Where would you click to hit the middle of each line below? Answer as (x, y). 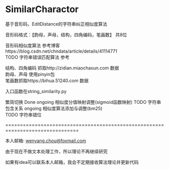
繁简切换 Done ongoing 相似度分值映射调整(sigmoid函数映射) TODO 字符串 (83, 102)
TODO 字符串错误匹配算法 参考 (38, 57)
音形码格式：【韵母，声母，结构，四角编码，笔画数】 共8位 (66, 34)
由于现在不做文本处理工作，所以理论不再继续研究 (56, 151)
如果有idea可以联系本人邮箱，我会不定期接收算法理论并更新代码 (72, 162)
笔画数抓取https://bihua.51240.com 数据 (47, 80)
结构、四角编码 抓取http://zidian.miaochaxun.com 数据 (62, 68)
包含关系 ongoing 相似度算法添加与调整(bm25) (54, 108)
